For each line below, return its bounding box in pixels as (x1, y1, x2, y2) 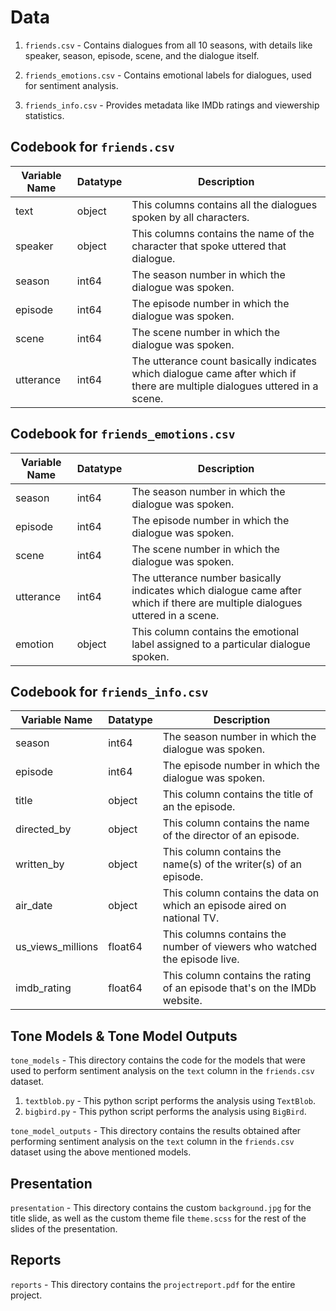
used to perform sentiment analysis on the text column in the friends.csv (10, 1065, 315, 1077)
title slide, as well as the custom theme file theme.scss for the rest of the (10, 1212, 307, 1224)
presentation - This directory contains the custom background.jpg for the (10, 1202, 312, 1213)
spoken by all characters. (131, 210, 250, 224)
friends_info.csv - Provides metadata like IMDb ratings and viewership (24, 99, 320, 111)
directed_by (15, 822, 72, 836)
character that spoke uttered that (131, 239, 287, 253)
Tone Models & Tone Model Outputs (10, 1027, 238, 1045)
